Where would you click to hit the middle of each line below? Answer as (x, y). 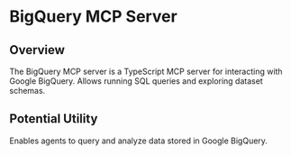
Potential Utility (54, 119)
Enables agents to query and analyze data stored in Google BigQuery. (139, 141)
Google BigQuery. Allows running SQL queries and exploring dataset (136, 81)
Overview (37, 50)
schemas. (27, 91)
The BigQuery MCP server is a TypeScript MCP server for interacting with (146, 71)
